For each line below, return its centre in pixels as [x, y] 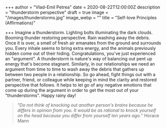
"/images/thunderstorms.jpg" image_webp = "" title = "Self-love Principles [81, 18]
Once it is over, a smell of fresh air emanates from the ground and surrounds [83, 43]
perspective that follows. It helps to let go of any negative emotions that [78, 85]
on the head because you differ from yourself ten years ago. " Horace [88, 115]
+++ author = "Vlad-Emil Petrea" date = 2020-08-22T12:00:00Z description [83, 7]
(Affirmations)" [20, 23]
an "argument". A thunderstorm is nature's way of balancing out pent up [79, 59]
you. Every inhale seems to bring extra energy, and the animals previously [81, 48]
